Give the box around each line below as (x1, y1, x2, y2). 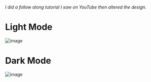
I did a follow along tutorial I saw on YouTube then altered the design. (5, 4, 147, 10)
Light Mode (5, 22, 53, 33)
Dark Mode (5, 55, 51, 66)
